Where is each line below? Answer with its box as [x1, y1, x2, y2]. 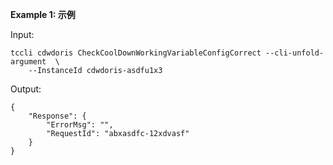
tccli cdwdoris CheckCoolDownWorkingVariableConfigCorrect [10, 48, 262, 58]
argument [10, 57, 47, 67]
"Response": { [28, 111, 87, 121]
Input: [10, 29, 35, 40]
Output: [10, 83, 42, 95]
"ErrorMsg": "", [46, 120, 114, 130]
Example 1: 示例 [10, 9, 76, 20]
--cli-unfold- [265, 48, 325, 58]
